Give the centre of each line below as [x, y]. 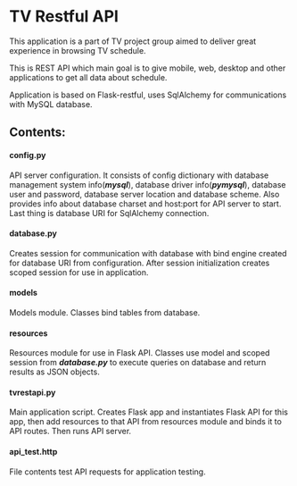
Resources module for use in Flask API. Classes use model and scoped [140, 353]
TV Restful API [64, 17]
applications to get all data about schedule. [88, 77]
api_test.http [33, 451]
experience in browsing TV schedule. [78, 50]
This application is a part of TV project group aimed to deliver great [133, 41]
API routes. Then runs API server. [70, 432]
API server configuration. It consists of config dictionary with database [139, 175]
